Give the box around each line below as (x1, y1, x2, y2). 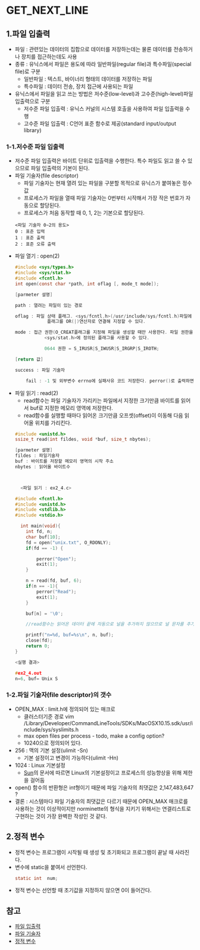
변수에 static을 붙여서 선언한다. (14, 863, 87, 870)
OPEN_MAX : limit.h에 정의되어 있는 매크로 (14, 706, 115, 713)
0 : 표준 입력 (14, 228, 45, 235)
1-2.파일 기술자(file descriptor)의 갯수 (6, 691, 112, 699)
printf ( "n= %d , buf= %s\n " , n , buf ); (26, 632, 114, 638)
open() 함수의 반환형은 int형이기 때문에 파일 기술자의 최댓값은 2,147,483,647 (14, 783, 194, 791)
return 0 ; (26, 643, 50, 649)
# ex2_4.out (14, 670, 42, 676)
